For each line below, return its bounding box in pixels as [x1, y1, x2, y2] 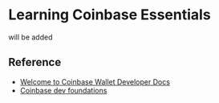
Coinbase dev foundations [19, 85, 107, 95]
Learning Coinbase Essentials [8, 6, 211, 24]
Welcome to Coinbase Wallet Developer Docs [19, 76, 171, 86]
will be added [8, 32, 53, 42]
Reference [8, 56, 62, 69]
